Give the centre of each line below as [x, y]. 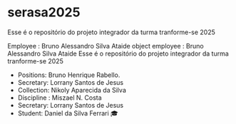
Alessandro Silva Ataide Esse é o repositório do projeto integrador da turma [118, 53]
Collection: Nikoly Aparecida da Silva [72, 90]
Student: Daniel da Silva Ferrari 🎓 [68, 113]
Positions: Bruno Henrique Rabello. [69, 75]
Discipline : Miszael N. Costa [60, 98]
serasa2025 [44, 12]
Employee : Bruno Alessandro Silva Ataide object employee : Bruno [106, 46]
